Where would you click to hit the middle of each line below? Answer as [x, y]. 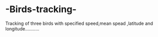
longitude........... [22, 28]
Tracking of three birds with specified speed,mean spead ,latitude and [79, 23]
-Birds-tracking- [41, 9]
